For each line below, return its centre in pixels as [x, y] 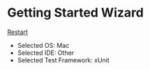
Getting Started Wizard [76, 13]
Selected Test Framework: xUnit [63, 60]
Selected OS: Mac [43, 45]
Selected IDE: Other [46, 53]
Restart [17, 32]
